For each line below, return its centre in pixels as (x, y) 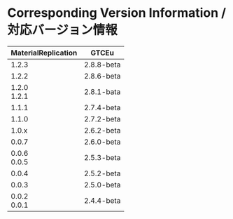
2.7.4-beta (102, 107)
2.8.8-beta (102, 65)
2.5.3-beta (102, 157)
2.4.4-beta (102, 200)
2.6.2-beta (102, 130)
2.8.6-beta (102, 76)
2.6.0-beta (102, 142)
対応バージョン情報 (62, 30)
